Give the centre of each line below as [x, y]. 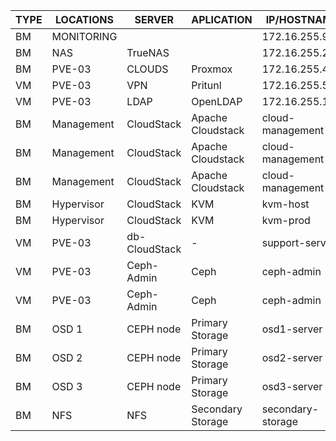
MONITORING [84, 36]
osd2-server [292, 357]
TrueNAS [148, 52]
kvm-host [285, 204]
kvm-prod [286, 220]
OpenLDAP [217, 101]
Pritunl [206, 85]
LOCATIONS [84, 19]
